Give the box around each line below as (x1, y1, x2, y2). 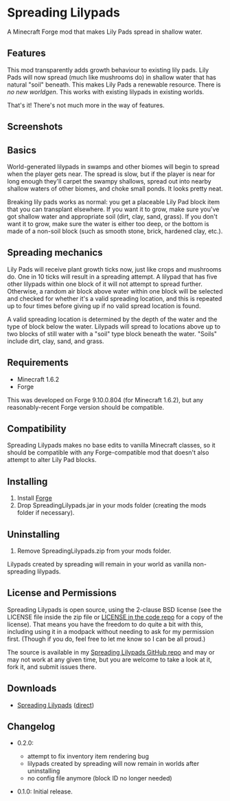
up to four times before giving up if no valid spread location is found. (7, 301, 201, 310)
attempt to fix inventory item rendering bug (27, 752, 149, 760)
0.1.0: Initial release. (16, 787, 73, 795)
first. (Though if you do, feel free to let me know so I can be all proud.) (7, 635, 206, 643)
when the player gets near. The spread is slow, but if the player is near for (7, 170, 216, 178)
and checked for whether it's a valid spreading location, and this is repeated (7, 294, 222, 303)
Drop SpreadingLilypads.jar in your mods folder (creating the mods (16, 501, 207, 509)
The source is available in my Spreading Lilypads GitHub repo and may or (7, 648, 215, 656)
